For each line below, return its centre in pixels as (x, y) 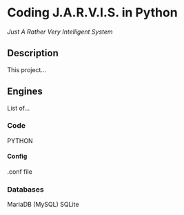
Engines (25, 92)
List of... (19, 108)
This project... (27, 69)
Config (17, 157)
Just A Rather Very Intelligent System (60, 32)
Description (33, 53)
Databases (25, 189)
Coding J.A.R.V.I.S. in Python (92, 13)
